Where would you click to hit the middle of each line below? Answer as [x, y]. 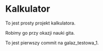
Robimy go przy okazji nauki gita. [40, 33]
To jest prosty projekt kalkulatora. [40, 23]
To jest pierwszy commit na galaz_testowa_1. [52, 43]
